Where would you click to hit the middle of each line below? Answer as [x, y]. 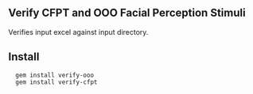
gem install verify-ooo [54, 75]
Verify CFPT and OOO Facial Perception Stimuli [127, 13]
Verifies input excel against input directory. [78, 32]
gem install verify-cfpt [56, 82]
